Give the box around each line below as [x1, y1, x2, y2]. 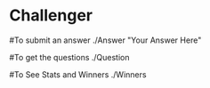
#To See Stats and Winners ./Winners [9, 68, 147, 80]
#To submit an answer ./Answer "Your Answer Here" [9, 35, 202, 45]
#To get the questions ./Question [9, 52, 130, 62]
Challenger [9, 5, 93, 26]
